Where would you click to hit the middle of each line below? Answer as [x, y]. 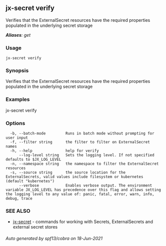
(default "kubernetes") [30, 181]
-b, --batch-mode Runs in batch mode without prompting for [82, 133]
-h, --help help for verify [55, 151]
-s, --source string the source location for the [68, 173]
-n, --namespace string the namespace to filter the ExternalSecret [84, 164]
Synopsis [17, 70]
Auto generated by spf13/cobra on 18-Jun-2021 [54, 238]
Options [15, 123]
